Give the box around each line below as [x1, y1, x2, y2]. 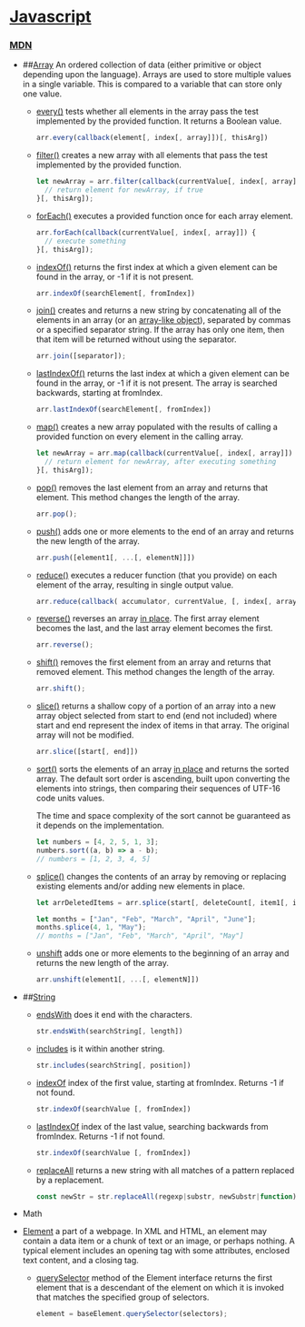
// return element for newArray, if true [44, 186, 204, 195]
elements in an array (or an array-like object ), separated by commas [35, 315, 291, 326]
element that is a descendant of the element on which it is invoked [35, 1282, 284, 1293]
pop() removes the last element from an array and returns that [35, 482, 269, 493]
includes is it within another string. [35, 1043, 165, 1054]
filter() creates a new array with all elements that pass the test [35, 150, 268, 161]
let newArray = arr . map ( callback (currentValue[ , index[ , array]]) [35, 448, 293, 458]
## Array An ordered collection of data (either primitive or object [22, 59, 261, 70]
